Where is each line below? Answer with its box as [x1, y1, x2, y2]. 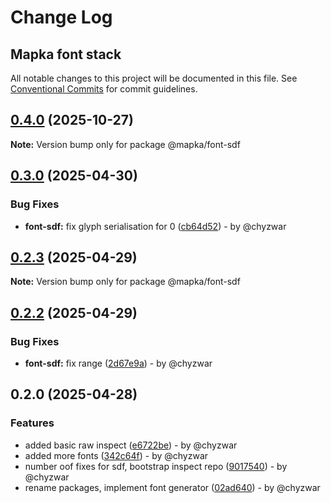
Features [10, 416, 55, 430]
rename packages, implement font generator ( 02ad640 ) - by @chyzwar [24, 481, 321, 493]
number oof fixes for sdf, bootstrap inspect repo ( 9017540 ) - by [24, 460, 288, 472]
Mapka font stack [10, 46, 122, 63]
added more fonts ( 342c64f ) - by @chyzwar [24, 449, 209, 461]
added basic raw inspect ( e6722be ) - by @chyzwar [24, 439, 238, 451]
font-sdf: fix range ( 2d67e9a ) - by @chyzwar [24, 357, 213, 369]
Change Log [10, 6, 113, 29]
